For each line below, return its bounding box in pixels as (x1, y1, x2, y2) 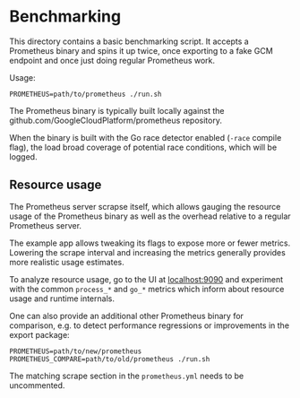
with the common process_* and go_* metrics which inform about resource (9, 283, 285, 294)
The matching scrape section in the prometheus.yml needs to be (9, 370, 244, 381)
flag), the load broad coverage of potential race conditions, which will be (9, 142, 278, 152)
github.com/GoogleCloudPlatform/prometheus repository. (9, 115, 222, 125)
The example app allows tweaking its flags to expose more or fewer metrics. (9, 238, 291, 248)
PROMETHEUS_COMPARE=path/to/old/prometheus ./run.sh (9, 354, 210, 364)
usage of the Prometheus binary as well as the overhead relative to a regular (9, 211, 291, 221)
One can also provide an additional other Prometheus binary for (9, 310, 244, 321)
